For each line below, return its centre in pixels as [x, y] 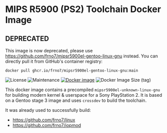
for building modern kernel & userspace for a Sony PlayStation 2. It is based [84, 95]
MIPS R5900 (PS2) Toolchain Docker [83, 9]
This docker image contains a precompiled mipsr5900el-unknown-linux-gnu [82, 90]
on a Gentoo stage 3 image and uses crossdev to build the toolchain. [76, 100]
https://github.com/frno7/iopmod [47, 125]
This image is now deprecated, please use [49, 51]
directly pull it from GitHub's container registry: [54, 61]
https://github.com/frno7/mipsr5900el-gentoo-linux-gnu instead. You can [82, 56]
